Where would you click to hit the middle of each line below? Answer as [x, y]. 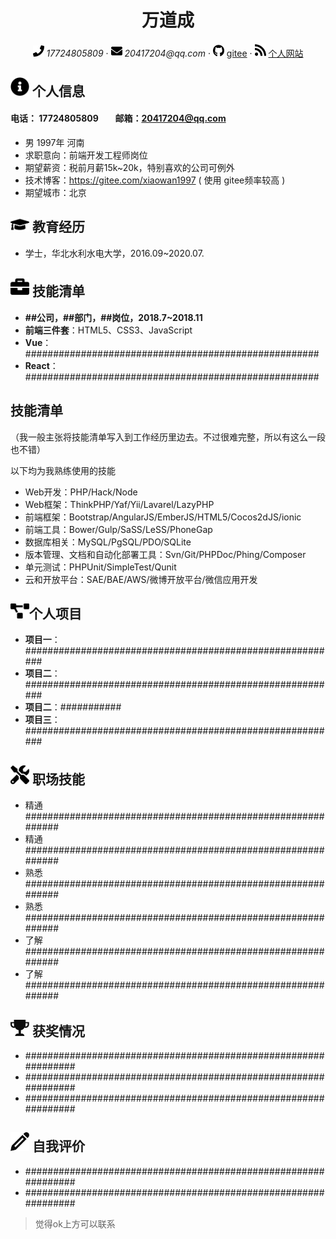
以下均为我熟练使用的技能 [63, 470]
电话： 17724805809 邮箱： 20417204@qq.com [118, 118]
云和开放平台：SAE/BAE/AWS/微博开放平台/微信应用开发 [141, 579]
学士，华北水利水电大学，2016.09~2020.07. [114, 253]
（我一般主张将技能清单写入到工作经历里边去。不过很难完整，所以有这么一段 [168, 437]
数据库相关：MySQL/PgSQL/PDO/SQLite [108, 542]
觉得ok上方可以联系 [75, 1223]
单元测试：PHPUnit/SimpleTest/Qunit [100, 567]
